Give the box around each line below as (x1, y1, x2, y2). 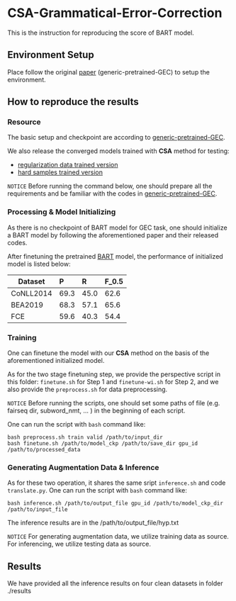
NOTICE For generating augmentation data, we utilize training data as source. (7, 532, 229, 541)
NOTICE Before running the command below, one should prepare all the (7, 182, 213, 191)
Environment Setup (7, 49, 94, 61)
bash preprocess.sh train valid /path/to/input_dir (7, 434, 163, 441)
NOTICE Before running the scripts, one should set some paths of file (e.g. (7, 399, 220, 408)
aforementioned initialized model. (7, 356, 105, 365)
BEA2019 (11, 300, 44, 310)
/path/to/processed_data (7, 446, 81, 454)
